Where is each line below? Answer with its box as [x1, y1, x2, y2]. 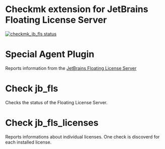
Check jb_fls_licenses [5, 117, 99, 128]
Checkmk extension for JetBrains [5, 4, 148, 15]
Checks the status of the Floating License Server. [5, 99, 108, 105]
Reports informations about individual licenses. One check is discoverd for [5, 133, 160, 139]
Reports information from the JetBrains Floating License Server [5, 65, 137, 71]
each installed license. [5, 139, 52, 145]
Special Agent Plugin [5, 49, 95, 60]
